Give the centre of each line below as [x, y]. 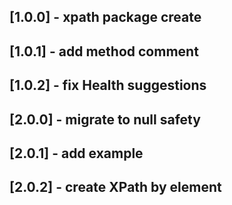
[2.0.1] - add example [76, 153]
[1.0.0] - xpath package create [105, 17]
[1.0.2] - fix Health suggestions [108, 85]
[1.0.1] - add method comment [104, 51]
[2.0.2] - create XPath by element [115, 187]
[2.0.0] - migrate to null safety [105, 119]
